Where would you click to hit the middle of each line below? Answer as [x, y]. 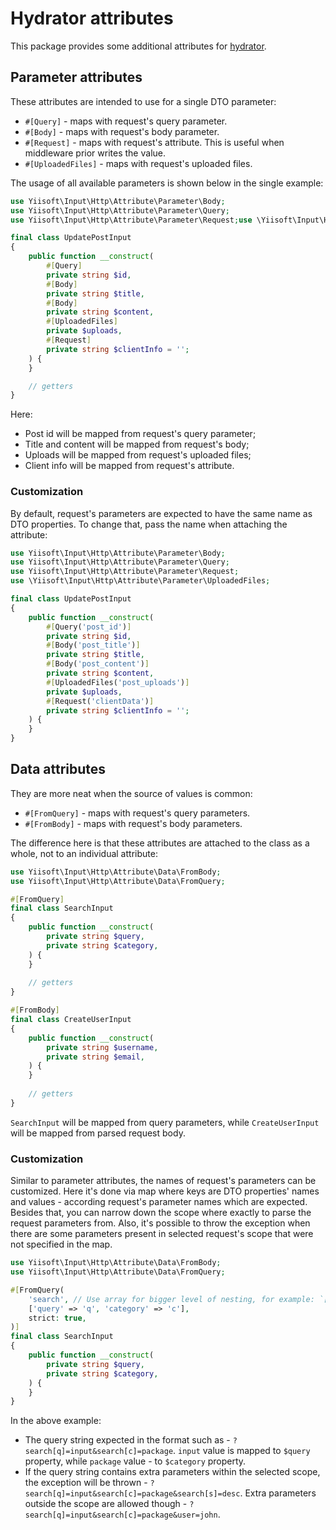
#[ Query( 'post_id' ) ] [89, 627]
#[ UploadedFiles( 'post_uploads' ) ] [118, 682]
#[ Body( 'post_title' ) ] [93, 645]
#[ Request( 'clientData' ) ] [100, 701]
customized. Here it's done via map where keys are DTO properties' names [165, 1191]
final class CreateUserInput [71, 1020]
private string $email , [95, 1057]
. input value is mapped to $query [242, 1451]
